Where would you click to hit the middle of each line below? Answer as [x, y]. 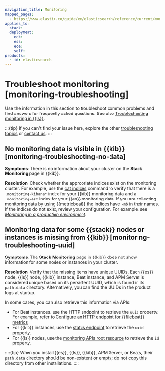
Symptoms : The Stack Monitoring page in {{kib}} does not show [71, 257]
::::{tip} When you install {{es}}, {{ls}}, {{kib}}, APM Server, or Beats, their [79, 352]
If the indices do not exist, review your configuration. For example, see [76, 209]
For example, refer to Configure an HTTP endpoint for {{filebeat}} [78, 317]
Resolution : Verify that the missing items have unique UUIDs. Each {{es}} [79, 272]
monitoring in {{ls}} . [25, 119]
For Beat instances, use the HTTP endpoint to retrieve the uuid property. [85, 312]
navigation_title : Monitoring [36, 10]
